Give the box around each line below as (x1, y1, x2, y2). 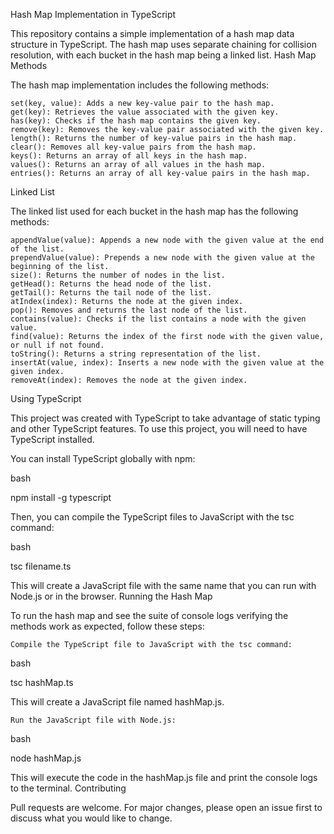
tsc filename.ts (10, 560, 72, 572)
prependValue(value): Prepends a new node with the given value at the (10, 253, 315, 263)
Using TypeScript (10, 393, 82, 404)
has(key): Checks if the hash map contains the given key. (10, 116, 262, 126)
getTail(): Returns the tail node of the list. (10, 288, 213, 298)
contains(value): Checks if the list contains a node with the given (10, 314, 307, 324)
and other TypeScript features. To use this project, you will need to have (10, 423, 308, 434)
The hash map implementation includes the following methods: (10, 79, 270, 91)
